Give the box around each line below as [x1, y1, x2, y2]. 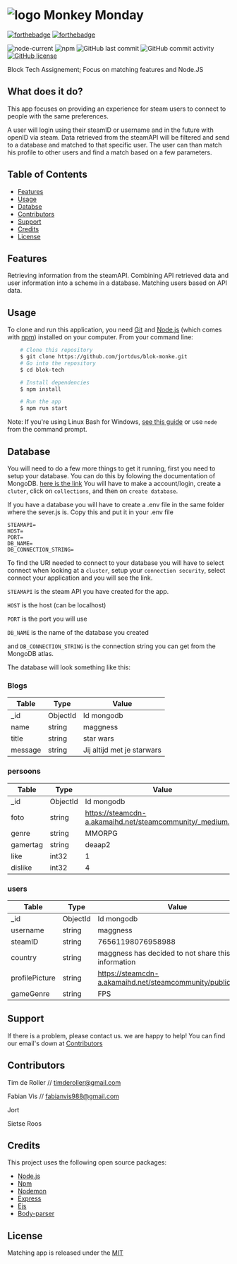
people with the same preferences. [7, 111, 109, 120]
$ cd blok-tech [20, 366, 65, 373]
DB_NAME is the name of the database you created [7, 628, 150, 636]
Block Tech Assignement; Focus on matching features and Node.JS [7, 65, 204, 73]
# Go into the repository [20, 360, 97, 367]
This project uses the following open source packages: [7, 1158, 167, 1167]
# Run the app [20, 399, 61, 406]
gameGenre [11, 988, 50, 998]
